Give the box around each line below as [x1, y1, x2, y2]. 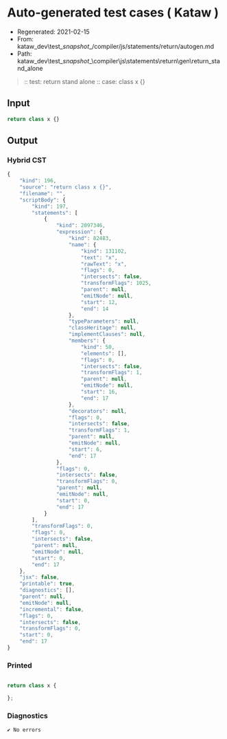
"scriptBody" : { [19, 196, 67, 204]
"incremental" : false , [19, 606, 84, 613]
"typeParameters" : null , [68, 318, 139, 325]
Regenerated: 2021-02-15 [16, 28, 91, 36]
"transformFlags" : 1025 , [80, 280, 152, 287]
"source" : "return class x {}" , [19, 184, 112, 191]
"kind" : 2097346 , [56, 222, 106, 229]
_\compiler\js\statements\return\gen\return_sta [88, 56, 221, 65]
